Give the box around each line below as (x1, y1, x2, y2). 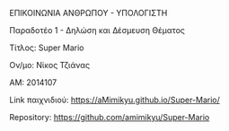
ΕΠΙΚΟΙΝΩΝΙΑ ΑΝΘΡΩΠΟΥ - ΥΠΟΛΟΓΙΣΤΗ (9, 8, 168, 18)
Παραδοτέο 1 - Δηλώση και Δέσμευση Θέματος (9, 25, 186, 35)
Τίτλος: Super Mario (9, 42, 84, 53)
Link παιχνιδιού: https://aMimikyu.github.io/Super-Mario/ (9, 94, 220, 105)
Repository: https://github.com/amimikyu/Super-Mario (9, 112, 210, 122)
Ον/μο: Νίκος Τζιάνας (9, 60, 91, 70)
